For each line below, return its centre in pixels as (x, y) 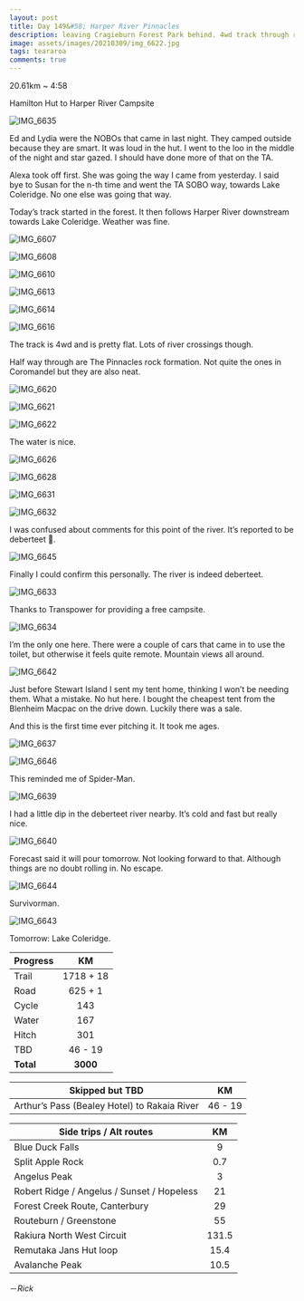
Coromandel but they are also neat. (75, 371)
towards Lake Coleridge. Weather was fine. (90, 222)
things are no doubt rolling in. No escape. (86, 868)
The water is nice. (43, 442)
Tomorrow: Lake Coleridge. (60, 938)
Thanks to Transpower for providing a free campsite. (108, 609)
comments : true (38, 60)
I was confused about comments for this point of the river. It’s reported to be (152, 530)
